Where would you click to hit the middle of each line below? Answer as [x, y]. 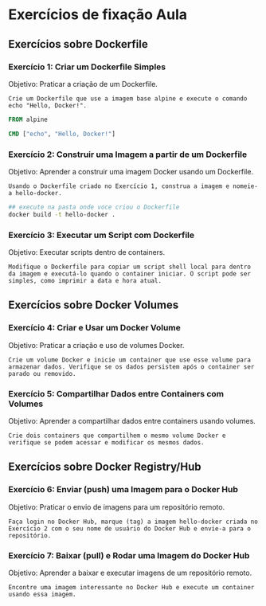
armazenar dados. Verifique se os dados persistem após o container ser [131, 367]
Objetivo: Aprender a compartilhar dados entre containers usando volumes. [132, 420]
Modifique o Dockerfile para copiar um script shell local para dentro [129, 267]
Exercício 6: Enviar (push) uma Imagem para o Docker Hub [123, 490]
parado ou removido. [43, 373]
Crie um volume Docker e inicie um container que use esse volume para [129, 360]
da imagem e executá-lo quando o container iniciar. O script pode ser [129, 274]
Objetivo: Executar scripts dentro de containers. [87, 252]
